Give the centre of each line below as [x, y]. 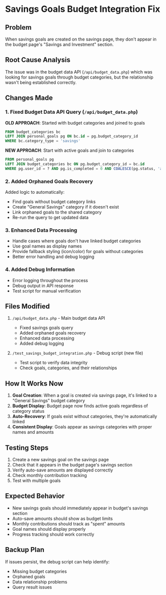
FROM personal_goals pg [30, 160]
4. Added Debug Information [40, 269]
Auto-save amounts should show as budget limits [62, 518]
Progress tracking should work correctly [53, 534]
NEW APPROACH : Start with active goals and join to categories [70, 150]
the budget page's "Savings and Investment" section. [60, 44]
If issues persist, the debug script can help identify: [57, 561]
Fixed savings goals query [46, 328]
